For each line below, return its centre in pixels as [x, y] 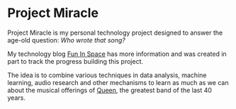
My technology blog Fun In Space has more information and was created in [117, 54]
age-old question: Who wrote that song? [66, 40]
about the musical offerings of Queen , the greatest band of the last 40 [110, 90]
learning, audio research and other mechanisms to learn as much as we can [118, 82]
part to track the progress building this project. [75, 61]
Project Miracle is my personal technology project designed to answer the [115, 33]
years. [17, 98]
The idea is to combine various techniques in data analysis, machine [107, 75]
